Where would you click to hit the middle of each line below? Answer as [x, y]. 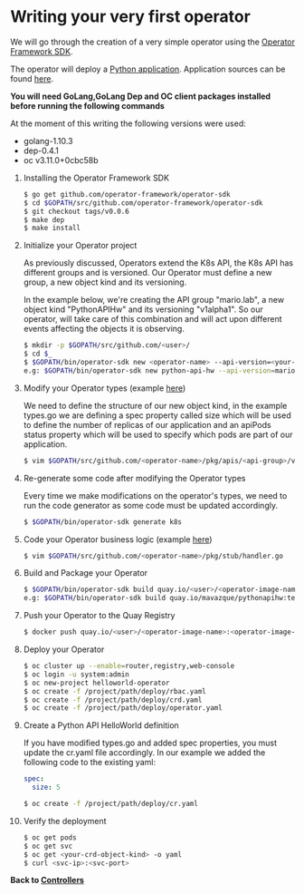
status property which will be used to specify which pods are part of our [158, 434]
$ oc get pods [50, 837]
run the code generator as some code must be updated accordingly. [151, 505]
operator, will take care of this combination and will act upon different [152, 319]
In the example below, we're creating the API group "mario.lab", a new [153, 300]
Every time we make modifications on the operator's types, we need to [155, 495]
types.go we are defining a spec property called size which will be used [157, 415]
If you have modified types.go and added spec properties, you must [150, 743]
